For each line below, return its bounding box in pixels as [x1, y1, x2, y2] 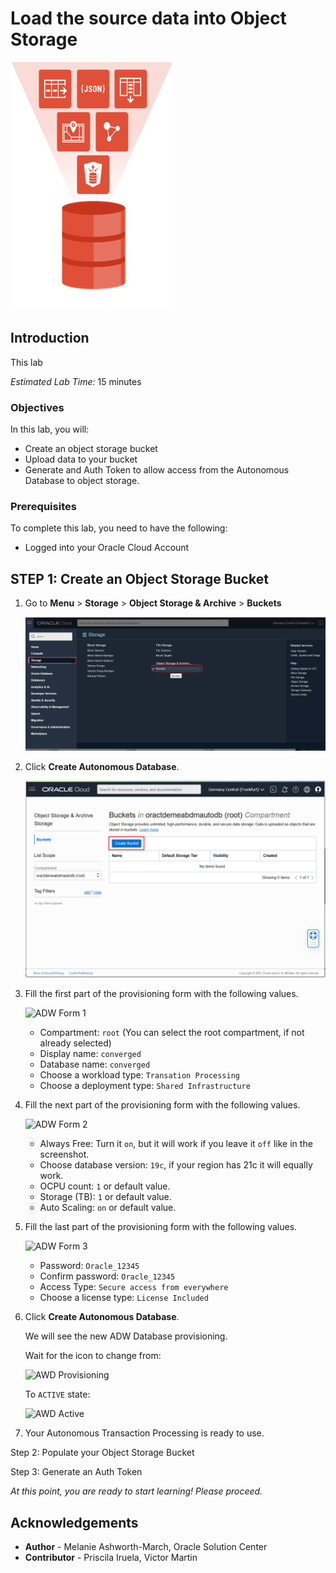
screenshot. [39, 1148, 90, 1161]
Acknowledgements [10, 1514, 139, 1531]
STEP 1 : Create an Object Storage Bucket [10, 570, 269, 587]
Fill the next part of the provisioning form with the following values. [24, 1099, 301, 1111]
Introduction [10, 330, 90, 347]
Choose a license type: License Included [39, 1292, 209, 1304]
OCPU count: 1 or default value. [39, 1180, 171, 1192]
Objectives [10, 400, 65, 414]
